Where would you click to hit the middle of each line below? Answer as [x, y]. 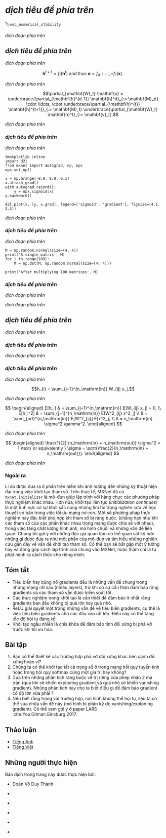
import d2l [16, 161]
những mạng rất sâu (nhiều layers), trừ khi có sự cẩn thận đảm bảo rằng [85, 587]
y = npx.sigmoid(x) [34, 191]
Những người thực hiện [41, 762]
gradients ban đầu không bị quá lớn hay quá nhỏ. [62, 603]
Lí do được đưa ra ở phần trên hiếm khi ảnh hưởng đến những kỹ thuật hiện [81, 486]
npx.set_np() [19, 170]
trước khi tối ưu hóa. [33, 629]
